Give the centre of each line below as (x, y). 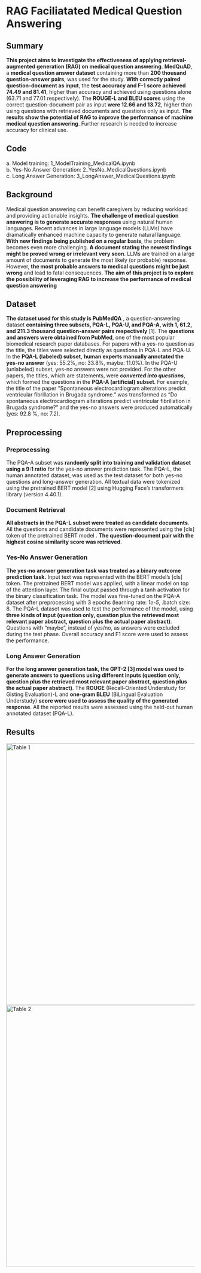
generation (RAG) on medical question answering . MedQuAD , (114, 66)
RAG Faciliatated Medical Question (94, 11)
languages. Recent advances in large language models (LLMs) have (90, 228)
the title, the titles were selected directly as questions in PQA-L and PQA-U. (99, 350)
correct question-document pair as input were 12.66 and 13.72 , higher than (99, 105)
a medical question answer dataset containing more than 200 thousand (96, 73)
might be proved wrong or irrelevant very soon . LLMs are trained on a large (100, 254)
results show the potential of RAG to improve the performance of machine (100, 117)
